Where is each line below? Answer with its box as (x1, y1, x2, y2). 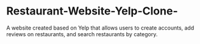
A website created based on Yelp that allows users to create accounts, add (6, 24, 195, 31)
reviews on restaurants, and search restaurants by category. (6, 30, 158, 37)
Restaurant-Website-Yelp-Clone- (6, 4, 178, 18)
